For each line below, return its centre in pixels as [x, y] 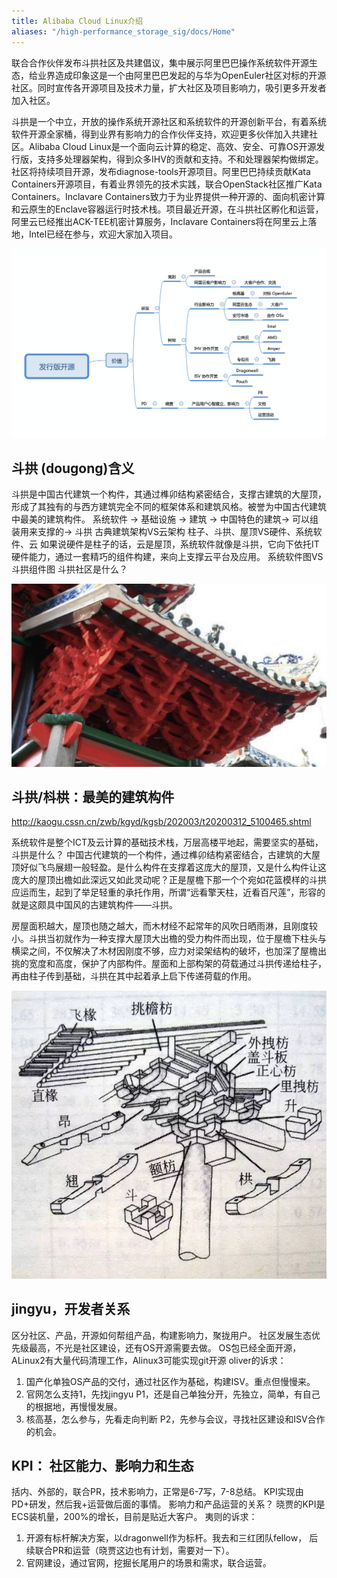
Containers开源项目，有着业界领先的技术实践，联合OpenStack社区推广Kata [167, 184]
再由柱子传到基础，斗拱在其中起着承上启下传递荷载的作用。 [134, 976]
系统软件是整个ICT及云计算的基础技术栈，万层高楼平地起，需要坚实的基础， [167, 842]
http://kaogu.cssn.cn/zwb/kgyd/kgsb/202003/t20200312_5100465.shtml [161, 822]
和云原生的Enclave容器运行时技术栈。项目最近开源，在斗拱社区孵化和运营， [167, 209]
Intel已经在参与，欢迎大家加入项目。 [103, 234]
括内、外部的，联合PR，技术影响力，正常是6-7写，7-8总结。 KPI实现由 [157, 1492]
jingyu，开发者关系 [71, 1309]
